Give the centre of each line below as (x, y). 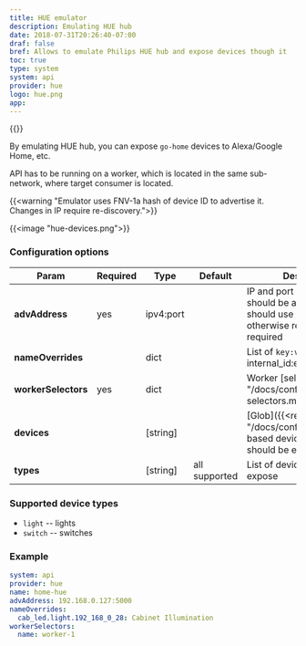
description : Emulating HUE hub (71, 26)
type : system (34, 69)
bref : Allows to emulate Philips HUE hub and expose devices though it (148, 52)
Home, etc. (30, 156)
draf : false (32, 43)
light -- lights (49, 523)
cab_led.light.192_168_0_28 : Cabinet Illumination (116, 618)
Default (215, 276)
